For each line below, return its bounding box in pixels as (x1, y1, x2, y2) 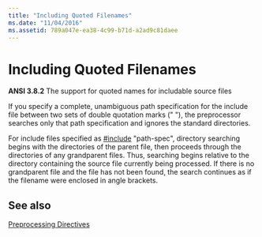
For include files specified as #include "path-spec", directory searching (8, 134, 241, 143)
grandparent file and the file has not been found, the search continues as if (8, 167, 253, 177)
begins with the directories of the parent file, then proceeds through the (8, 142, 242, 152)
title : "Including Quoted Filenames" (8, 11, 133, 20)
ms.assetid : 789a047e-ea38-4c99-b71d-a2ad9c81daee (8, 26, 178, 34)
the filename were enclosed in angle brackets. (8, 175, 159, 186)
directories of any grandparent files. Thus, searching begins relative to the (8, 151, 250, 160)
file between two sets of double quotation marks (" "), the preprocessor (8, 110, 241, 119)
